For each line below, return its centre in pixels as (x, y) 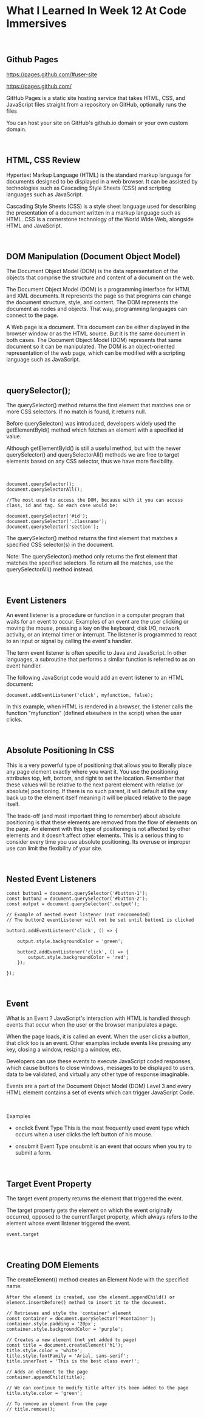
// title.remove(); (31, 1409)
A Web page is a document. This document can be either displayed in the (98, 327)
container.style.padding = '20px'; (51, 1324)
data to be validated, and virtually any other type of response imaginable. (98, 1074)
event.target (23, 1235)
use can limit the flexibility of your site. (55, 848)
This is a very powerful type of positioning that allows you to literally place (99, 765)
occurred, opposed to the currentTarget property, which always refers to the (102, 1217)
